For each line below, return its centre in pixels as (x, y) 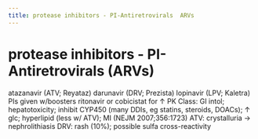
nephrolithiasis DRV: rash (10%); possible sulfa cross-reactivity (110, 126)
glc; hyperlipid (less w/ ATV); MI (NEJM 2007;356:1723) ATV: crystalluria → (129, 118)
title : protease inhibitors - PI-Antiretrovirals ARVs (101, 15)
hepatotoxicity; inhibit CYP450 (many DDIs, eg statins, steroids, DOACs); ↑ (129, 109)
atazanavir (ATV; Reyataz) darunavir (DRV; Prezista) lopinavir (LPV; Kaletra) (129, 93)
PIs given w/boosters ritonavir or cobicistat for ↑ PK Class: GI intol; (116, 101)
